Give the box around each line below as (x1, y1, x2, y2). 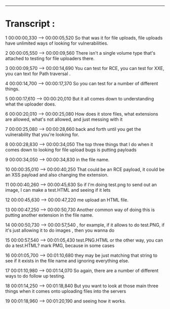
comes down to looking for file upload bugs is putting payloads (5, 147, 137, 153)
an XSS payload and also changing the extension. (5, 171, 109, 178)
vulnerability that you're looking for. (5, 131, 79, 138)
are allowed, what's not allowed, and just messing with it (5, 116, 123, 122)
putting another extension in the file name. (5, 212, 94, 218)
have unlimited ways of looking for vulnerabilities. (5, 40, 109, 46)
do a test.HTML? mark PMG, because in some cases (5, 242, 115, 249)
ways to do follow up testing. (5, 272, 66, 279)
